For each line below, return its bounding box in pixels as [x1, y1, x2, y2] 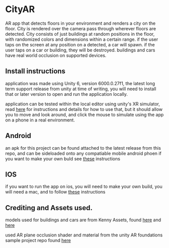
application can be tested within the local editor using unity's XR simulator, [5, 101, 160, 107]
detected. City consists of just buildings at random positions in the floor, [5, 31, 155, 37]
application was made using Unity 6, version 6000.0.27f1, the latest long [5, 80, 155, 86]
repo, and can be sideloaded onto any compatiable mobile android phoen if [5, 150, 161, 156]
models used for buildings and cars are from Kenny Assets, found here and [5, 217, 161, 223]
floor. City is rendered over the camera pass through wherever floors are [5, 25, 156, 31]
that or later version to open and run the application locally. [5, 91, 128, 97]
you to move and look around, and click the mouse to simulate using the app [5, 111, 164, 117]
